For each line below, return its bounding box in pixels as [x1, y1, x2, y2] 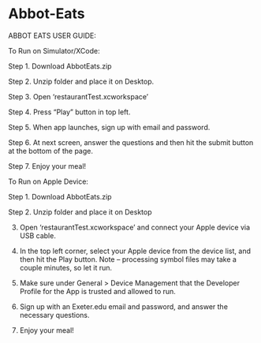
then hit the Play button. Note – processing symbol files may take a [19, 254, 237, 264]
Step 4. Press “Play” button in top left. [8, 107, 131, 117]
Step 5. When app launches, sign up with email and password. [8, 122, 211, 132]
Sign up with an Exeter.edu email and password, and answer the [19, 301, 229, 311]
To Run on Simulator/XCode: [8, 46, 100, 55]
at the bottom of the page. [8, 146, 93, 155]
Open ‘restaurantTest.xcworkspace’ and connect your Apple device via [19, 222, 251, 232]
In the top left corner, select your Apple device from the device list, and [19, 246, 251, 255]
